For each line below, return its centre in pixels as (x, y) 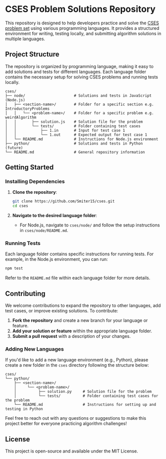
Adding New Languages (35, 349)
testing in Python (24, 409)
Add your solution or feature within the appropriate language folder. (82, 331)
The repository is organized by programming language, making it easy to (79, 66)
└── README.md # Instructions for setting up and (85, 405)
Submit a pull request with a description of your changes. (71, 336)
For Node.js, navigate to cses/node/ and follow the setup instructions (90, 225)
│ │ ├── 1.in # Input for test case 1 (65, 130)
